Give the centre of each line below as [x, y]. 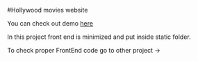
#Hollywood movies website [48, 10]
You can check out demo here [50, 23]
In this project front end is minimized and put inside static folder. [99, 37]
